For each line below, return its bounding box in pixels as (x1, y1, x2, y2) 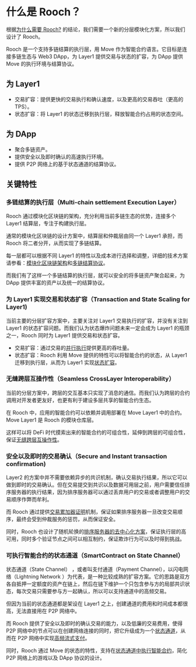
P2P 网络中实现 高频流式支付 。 (17, 635, 90, 642)
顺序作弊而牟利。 (10, 496, 52, 503)
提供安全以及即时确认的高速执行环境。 (14, 153, 107, 160)
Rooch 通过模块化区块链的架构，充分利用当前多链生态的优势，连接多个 (6, 213, 176, 220)
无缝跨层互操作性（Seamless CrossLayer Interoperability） (6, 375, 175, 383)
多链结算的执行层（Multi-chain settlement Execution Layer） (6, 198, 180, 206)
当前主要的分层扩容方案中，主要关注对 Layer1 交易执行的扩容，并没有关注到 (6, 317, 188, 324)
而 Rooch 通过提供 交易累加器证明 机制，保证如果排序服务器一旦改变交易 (6, 508, 178, 515)
